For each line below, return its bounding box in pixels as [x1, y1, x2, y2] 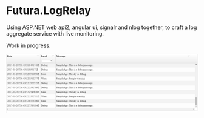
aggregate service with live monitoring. [6, 30, 104, 37]
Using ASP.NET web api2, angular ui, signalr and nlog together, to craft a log [6, 24, 197, 31]
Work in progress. [6, 42, 51, 49]
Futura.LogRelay [6, 4, 91, 18]
